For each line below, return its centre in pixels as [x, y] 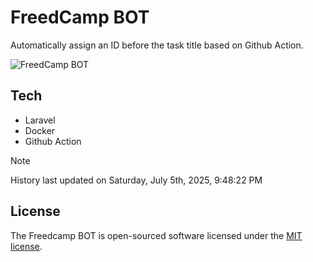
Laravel [40, 120]
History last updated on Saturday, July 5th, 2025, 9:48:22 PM [136, 180]
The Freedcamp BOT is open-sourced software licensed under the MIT [156, 235]
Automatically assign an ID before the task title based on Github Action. [157, 45]
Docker [40, 130]
